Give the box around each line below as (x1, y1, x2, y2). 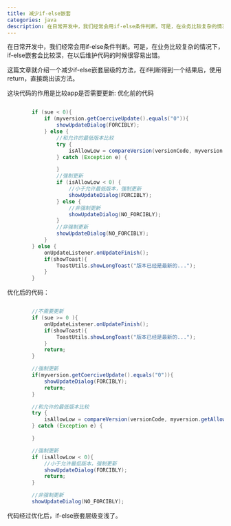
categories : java (7, 17, 57, 23)
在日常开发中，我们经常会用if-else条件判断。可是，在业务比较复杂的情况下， (7, 43, 224, 51)
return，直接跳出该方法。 (7, 74, 79, 83)
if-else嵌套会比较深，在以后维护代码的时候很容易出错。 (7, 51, 164, 59)
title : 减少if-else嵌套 (7, 10, 71, 17)
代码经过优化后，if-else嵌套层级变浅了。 (7, 511, 122, 520)
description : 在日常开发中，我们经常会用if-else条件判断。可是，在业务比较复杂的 (7, 23, 218, 30)
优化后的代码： (7, 288, 49, 297)
